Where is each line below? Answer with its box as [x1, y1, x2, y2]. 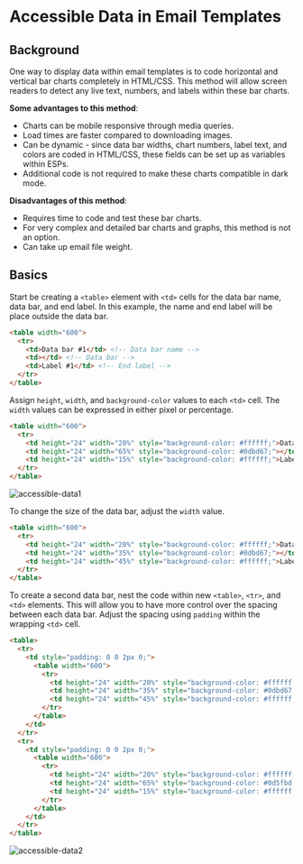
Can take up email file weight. [22, 242, 133, 252]
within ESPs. [22, 159, 69, 169]
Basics [9, 268, 48, 283]
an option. [22, 232, 60, 243]
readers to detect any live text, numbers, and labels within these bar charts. [9, 86, 290, 96]
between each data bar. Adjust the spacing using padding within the [9, 609, 261, 620]
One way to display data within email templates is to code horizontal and [9, 66, 279, 77]
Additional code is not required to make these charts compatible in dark [22, 169, 289, 179]
